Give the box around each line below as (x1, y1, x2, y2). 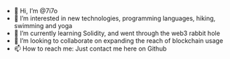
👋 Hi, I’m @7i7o (13, 7, 58, 15)
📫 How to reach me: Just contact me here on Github (13, 44, 167, 53)
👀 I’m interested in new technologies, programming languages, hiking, (13, 14, 216, 22)
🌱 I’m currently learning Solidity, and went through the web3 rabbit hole (13, 29, 221, 37)
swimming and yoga (13, 22, 72, 29)
